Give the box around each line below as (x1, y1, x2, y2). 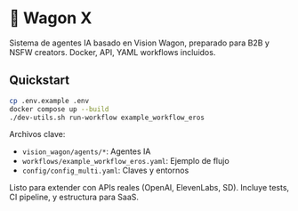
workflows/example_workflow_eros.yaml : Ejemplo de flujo (21, 156, 230, 166)
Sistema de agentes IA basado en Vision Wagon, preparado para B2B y (9, 37, 270, 48)
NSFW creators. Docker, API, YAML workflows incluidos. (9, 46, 216, 57)
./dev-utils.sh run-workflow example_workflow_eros (9, 113, 205, 122)
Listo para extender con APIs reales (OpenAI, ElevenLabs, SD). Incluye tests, (9, 183, 290, 193)
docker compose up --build (9, 104, 109, 114)
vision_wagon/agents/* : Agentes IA (21, 146, 151, 157)
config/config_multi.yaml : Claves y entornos (21, 165, 189, 176)
